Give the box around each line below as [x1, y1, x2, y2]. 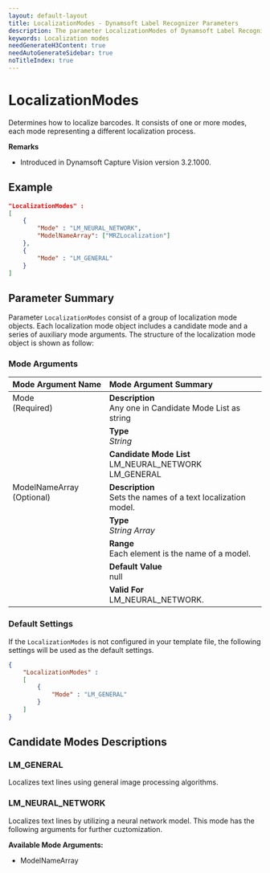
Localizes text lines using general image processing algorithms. [8, 777, 219, 787]
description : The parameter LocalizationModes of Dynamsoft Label [8, 27, 235, 35]
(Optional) [12, 492, 51, 503]
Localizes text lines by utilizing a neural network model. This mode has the [8, 816, 255, 826]
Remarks [8, 141, 39, 151]
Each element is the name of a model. [108, 548, 252, 559]
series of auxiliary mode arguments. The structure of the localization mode [8, 330, 256, 340]
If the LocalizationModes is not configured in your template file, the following [8, 636, 261, 647]
